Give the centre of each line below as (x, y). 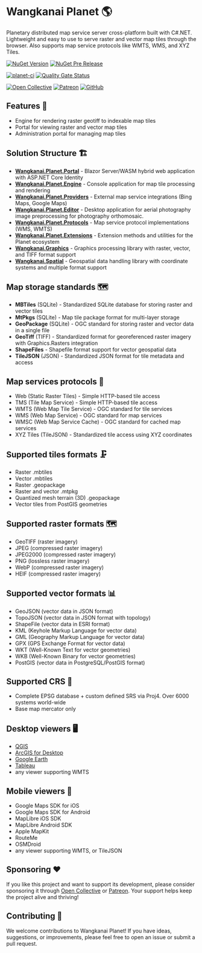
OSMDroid (28, 844)
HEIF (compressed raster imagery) (58, 574)
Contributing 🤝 (34, 916)
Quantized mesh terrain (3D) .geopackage (67, 498)
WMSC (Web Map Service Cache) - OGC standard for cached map (98, 422)
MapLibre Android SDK (43, 825)
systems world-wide (40, 702)
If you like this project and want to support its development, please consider (100, 884)
